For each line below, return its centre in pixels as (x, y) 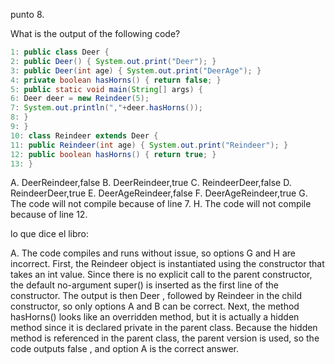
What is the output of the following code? (95, 33)
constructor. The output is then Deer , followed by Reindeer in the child (156, 296)
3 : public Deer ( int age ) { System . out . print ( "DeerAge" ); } (136, 70)
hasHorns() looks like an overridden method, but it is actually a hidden (155, 317)
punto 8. (27, 14)
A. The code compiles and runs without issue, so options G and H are (153, 253)
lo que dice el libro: (50, 234)
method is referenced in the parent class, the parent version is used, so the (165, 338)
